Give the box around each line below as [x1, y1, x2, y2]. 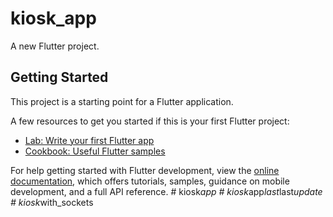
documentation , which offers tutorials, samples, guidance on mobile [10, 175, 290, 187]
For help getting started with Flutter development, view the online [10, 164, 280, 176]
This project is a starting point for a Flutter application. [10, 95, 234, 107]
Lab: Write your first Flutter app [24, 134, 155, 146]
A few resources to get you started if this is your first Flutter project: [10, 115, 290, 127]
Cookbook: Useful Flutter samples [24, 145, 166, 157]
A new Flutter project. [10, 40, 100, 52]
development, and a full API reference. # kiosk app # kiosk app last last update [10, 185, 323, 197]
